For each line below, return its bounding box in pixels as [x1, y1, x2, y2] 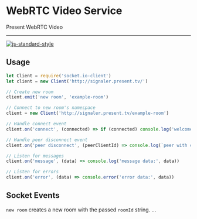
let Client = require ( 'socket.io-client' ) [6, 73, 111, 78]
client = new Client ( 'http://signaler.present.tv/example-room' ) [6, 110, 169, 117]
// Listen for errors [6, 169, 59, 175]
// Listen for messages [6, 153, 64, 159]
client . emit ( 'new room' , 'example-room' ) [6, 94, 109, 100]
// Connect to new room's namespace [6, 105, 96, 111]
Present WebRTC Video [6, 23, 63, 30]
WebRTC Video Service [6, 4, 123, 18]
